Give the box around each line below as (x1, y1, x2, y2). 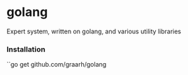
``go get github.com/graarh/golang (6, 60, 107, 69)
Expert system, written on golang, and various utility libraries (6, 27, 182, 35)
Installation (6, 44, 46, 54)
